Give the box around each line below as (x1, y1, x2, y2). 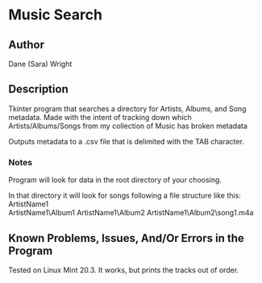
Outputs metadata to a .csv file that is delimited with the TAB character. (8, 136, 244, 146)
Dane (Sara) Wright (8, 59, 73, 69)
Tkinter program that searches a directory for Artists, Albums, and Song (8, 103, 247, 114)
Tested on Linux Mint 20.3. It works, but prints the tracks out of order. (8, 264, 239, 275)
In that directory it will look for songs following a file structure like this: (8, 191, 242, 201)
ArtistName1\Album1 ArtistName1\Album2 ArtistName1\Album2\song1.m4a (8, 208, 254, 218)
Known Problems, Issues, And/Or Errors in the (8, 231, 244, 245)
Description (8, 82, 69, 96)
